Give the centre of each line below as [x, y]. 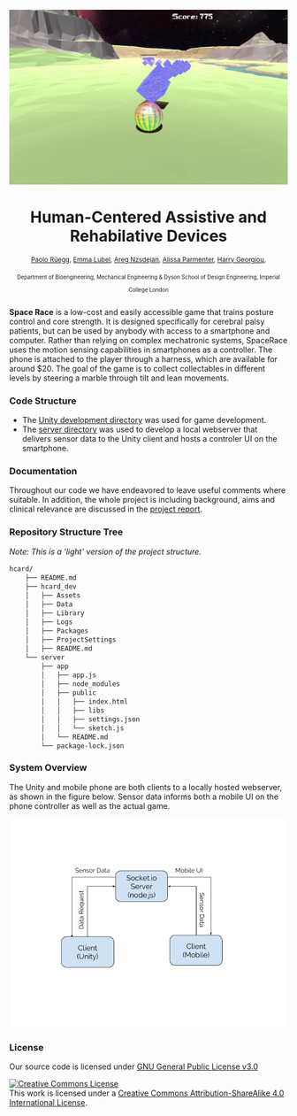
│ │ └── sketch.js [83, 728]
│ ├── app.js [69, 675]
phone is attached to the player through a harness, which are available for [144, 358]
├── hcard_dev [51, 586]
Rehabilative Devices [148, 236]
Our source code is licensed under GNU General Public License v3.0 [134, 1066]
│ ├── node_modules [81, 684]
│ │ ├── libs [72, 710]
